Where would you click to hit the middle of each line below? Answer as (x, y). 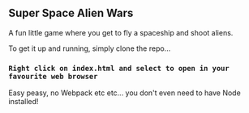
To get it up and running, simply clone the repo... (90, 48)
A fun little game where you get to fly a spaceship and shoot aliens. (121, 32)
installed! (24, 102)
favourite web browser (53, 76)
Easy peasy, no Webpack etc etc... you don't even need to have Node (124, 93)
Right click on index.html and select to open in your (119, 68)
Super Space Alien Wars (71, 13)
